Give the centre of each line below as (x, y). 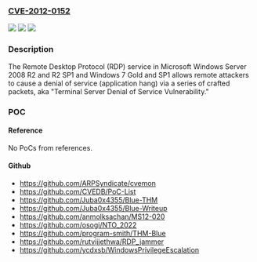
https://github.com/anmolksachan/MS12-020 (92, 217)
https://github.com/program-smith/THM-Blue (92, 233)
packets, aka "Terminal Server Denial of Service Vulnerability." (109, 91)
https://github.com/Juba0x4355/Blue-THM (89, 200)
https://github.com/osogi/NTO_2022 (78, 224)
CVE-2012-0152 (39, 11)
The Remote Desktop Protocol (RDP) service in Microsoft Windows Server (127, 66)
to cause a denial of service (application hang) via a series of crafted (119, 83)
